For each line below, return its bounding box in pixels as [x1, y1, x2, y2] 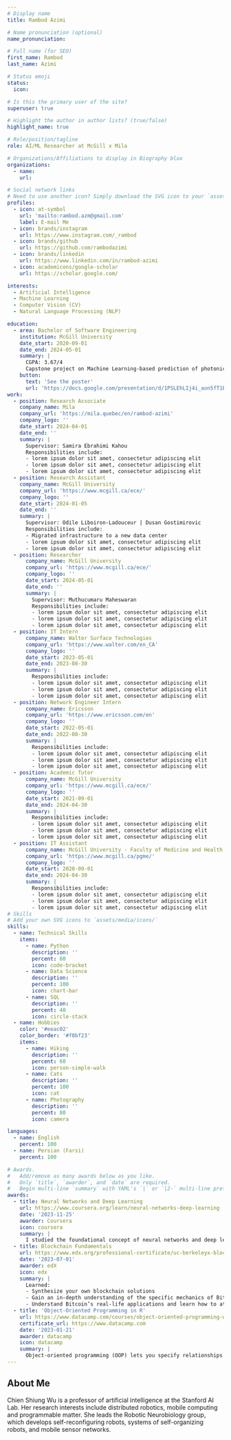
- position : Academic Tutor [13, 770, 94, 777]
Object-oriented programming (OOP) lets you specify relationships [25, 1352, 223, 1359]
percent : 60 [32, 1058, 67, 1065]
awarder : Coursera [19, 1217, 72, 1224]
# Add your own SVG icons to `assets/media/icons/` [7, 917, 158, 924]
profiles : [7, 199, 36, 207]
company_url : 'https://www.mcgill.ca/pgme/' [25, 852, 155, 859]
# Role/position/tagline [7, 136, 78, 143]
